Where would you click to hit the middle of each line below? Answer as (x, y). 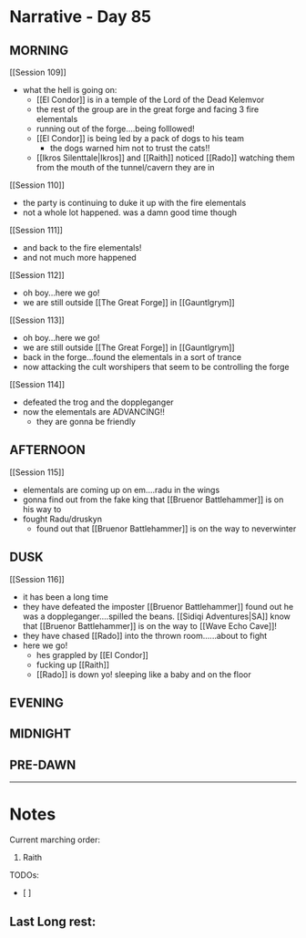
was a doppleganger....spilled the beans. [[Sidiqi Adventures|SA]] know (157, 616)
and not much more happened (79, 258)
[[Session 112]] (37, 275)
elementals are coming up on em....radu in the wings (121, 490)
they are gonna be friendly (86, 422)
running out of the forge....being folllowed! (115, 129)
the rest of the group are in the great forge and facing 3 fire (148, 109)
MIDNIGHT (40, 734)
